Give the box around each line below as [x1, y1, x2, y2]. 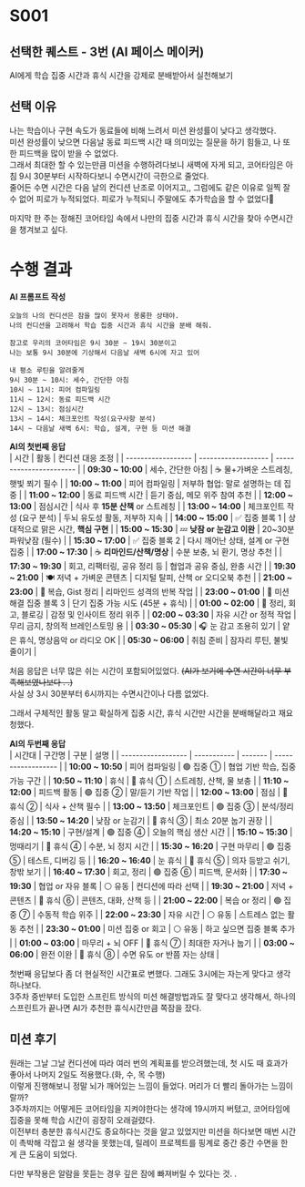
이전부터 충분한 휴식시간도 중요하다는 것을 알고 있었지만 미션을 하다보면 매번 [9, 1126, 280, 1137]
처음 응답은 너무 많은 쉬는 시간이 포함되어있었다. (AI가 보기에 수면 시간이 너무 [9, 665, 282, 676]
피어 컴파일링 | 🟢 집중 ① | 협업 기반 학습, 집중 [128, 761, 297, 772]
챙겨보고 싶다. [18, 224, 68, 235]
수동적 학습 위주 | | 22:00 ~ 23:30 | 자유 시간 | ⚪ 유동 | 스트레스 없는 [36, 908, 286, 920]
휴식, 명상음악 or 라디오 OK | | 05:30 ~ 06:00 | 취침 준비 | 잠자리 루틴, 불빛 [18, 634, 289, 645]
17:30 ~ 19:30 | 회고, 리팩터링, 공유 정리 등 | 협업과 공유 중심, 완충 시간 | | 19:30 [9, 560, 296, 571]
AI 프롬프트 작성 [9, 291, 66, 302]
